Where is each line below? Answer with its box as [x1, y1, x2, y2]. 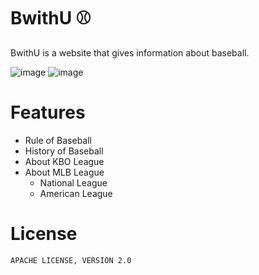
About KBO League [24, 155, 105, 167]
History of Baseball [24, 145, 104, 157]
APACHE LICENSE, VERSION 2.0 [10, 255, 132, 265]
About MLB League [24, 166, 105, 178]
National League [39, 176, 108, 189]
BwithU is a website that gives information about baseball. [10, 46, 250, 59]
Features [10, 101, 86, 124]
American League [39, 187, 113, 199]
